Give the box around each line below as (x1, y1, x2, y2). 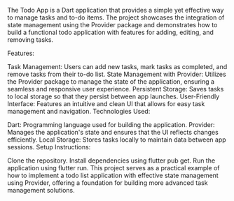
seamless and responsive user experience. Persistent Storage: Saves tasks (7, 85, 224, 93)
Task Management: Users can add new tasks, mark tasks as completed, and (7, 63, 228, 70)
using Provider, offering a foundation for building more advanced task (7, 179, 208, 187)
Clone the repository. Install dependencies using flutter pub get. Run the (7, 156, 216, 165)
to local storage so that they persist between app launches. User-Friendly (7, 92, 220, 100)
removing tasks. (7, 36, 54, 44)
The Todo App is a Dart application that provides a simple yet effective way (7, 6, 224, 14)
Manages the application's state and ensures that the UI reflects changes (7, 128, 219, 136)
